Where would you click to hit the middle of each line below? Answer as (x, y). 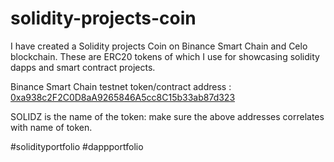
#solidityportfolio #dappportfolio (77, 146)
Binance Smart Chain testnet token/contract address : (121, 86)
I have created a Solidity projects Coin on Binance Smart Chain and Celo (159, 46)
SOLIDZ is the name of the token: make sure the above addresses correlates (167, 116)
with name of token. (51, 127)
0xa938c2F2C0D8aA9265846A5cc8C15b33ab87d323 (123, 97)
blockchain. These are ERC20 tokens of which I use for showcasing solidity (165, 56)
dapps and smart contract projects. (83, 67)
